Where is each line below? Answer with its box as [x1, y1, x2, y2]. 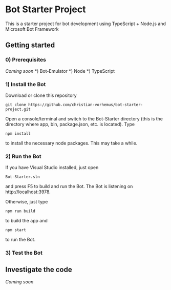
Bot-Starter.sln [5, 174, 40, 180]
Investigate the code [5, 265, 73, 274]
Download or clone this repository [5, 92, 77, 98]
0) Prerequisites [5, 56, 46, 64]
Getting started [5, 41, 55, 50]
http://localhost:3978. [5, 189, 51, 195]
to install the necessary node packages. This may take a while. [5, 140, 138, 146]
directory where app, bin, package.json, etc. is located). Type [5, 121, 135, 127]
